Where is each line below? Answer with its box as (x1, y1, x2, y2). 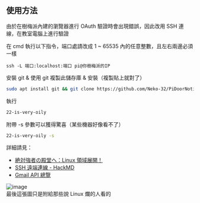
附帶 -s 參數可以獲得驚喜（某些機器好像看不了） (6, 120, 124, 128)
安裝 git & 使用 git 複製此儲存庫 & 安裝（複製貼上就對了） (6, 74, 145, 81)
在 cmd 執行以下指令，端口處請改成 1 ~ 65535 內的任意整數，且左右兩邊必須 (6, 42, 193, 49)
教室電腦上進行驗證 (21, 30, 69, 37)
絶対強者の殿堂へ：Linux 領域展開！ (14, 157, 103, 164)
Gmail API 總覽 (14, 172, 51, 179)
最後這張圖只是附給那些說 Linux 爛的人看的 (6, 191, 111, 198)
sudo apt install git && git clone (6, 85, 95, 92)
